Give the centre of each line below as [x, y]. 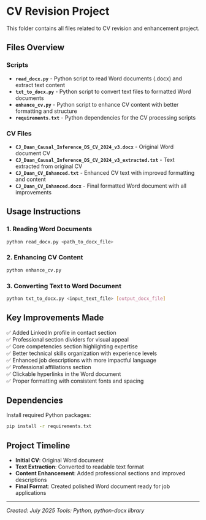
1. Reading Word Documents [49, 229]
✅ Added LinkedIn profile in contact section [61, 332]
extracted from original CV [49, 166]
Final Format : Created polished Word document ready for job [93, 486]
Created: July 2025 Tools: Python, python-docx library [75, 511]
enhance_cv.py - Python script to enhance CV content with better [97, 104]
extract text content [40, 85]
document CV [33, 153]
